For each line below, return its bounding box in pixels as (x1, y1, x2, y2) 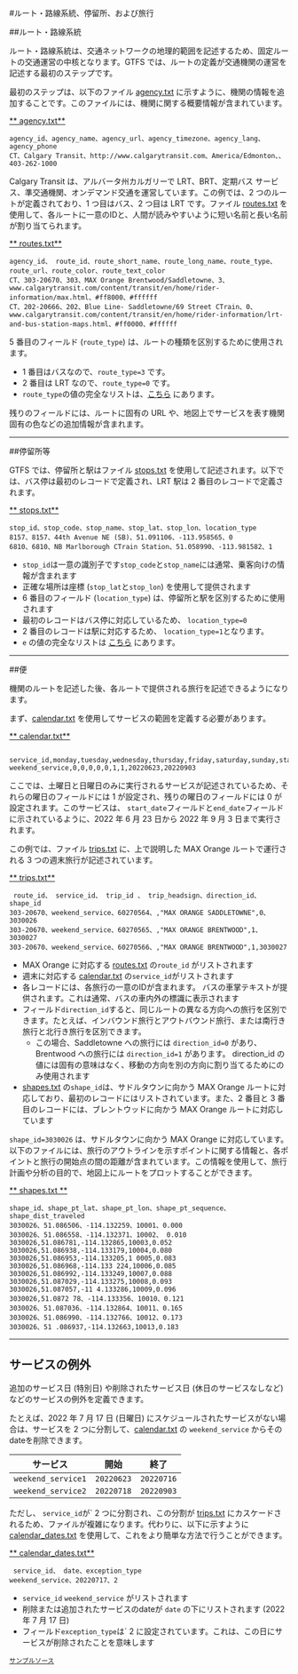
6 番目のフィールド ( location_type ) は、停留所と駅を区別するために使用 (21, 593, 286, 602)
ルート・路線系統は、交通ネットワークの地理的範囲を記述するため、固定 (9, 45, 273, 56)
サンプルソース (9, 1656, 55, 1665)
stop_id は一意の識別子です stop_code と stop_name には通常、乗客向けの (21, 559, 278, 570)
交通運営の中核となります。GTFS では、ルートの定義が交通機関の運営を (24, 57, 287, 67)
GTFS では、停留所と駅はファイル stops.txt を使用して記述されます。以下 (9, 465, 277, 475)
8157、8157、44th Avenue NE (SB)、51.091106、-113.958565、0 (9, 533, 233, 542)
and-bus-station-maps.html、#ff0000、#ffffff (9, 320, 177, 329)
